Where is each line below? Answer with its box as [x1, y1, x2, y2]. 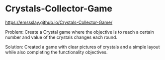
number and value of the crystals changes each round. [5, 34, 118, 40]
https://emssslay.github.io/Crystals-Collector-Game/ [5, 19, 113, 25]
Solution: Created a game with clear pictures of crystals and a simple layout [5, 44, 160, 50]
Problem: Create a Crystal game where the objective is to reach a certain [5, 29, 154, 35]
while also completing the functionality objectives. [5, 49, 108, 55]
